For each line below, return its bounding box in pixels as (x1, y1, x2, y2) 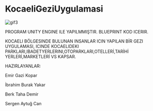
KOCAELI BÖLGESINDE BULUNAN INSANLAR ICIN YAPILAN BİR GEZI (5, 38, 143, 44)
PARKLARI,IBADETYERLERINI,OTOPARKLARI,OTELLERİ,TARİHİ (5, 48, 129, 54)
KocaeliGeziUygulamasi (5, 3, 103, 15)
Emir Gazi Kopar (5, 72, 37, 78)
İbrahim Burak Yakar (5, 81, 46, 88)
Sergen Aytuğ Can (5, 100, 42, 106)
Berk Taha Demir (5, 91, 39, 97)
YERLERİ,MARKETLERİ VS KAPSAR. (5, 53, 76, 59)
